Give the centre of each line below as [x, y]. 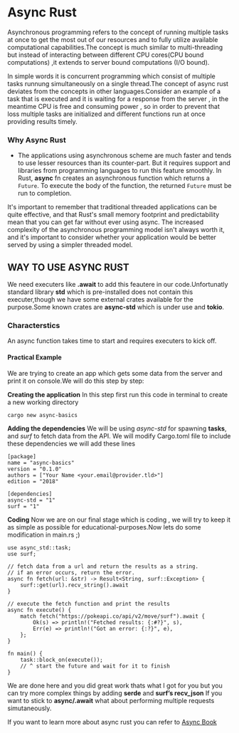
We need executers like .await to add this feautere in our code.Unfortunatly [118, 285]
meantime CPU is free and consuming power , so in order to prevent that [114, 106]
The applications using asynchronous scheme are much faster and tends [124, 155]
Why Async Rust [37, 139]
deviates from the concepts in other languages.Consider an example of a [114, 91]
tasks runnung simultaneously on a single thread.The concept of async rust [118, 83]
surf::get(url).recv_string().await [75, 585]
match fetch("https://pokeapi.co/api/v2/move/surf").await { [112, 616]
